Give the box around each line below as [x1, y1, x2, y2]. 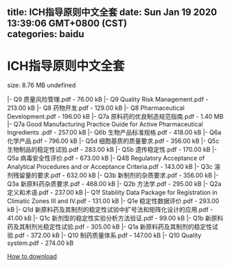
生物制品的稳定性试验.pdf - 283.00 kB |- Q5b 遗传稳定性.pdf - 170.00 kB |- [7, 146, 218, 154]
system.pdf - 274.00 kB [7, 239, 74, 247]
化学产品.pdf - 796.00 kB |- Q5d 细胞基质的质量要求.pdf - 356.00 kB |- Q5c [7, 137, 220, 146]
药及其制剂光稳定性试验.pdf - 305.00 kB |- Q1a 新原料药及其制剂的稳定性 [7, 222, 213, 231]
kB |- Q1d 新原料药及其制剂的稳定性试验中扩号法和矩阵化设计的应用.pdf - [7, 205, 214, 214]
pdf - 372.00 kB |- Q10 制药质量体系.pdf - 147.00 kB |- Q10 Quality [14, 231, 202, 240]
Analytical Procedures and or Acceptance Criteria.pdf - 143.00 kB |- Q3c [7, 163, 213, 171]
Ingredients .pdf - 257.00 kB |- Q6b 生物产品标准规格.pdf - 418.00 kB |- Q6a [7, 128, 222, 137]
